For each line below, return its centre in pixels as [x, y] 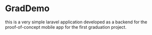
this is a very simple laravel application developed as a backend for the [76, 22]
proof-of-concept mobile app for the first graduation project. [66, 27]
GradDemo [27, 9]
